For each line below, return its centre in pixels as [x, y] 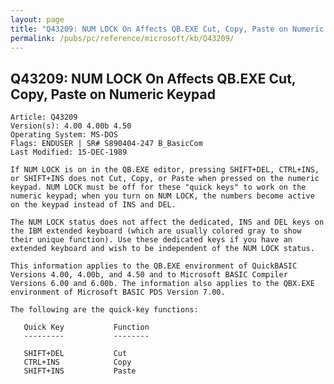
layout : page [37, 19]
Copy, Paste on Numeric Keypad [113, 94]
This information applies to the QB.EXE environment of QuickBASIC [154, 266]
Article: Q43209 [44, 117]
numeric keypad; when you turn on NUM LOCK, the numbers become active [162, 196]
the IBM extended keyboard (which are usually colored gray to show [156, 231]
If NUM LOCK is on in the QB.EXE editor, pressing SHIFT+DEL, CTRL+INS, [165, 170]
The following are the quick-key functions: [104, 310]
